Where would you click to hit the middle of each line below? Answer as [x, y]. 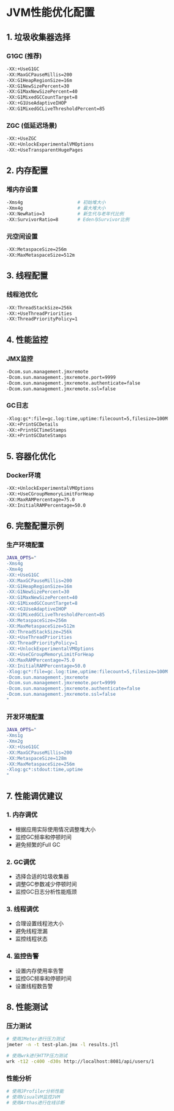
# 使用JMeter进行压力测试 [36, 1039]
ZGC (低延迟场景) [32, 125]
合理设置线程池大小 [39, 923]
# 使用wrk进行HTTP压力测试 [37, 1056]
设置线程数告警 [34, 986]
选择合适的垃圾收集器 [42, 877]
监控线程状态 [31, 939]
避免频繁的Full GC [38, 844]
